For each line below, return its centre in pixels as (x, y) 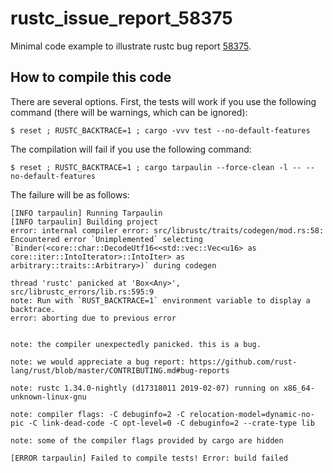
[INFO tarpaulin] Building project (84, 222)
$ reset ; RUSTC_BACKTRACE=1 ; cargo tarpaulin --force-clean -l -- (156, 167)
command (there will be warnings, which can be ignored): (129, 112)
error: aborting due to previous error (93, 318)
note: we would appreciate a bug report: (98, 362)
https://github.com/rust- (243, 362)
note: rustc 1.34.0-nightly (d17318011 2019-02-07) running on (145, 388)
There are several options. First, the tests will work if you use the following (163, 101)
